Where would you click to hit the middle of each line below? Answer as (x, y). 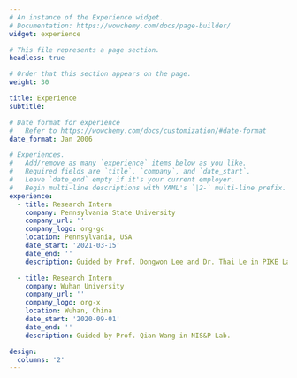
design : (23, 351)
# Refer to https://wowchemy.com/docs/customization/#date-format (138, 131)
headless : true (37, 58)
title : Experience (43, 98)
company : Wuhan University (75, 286)
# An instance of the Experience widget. (87, 17)
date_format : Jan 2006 (51, 139)
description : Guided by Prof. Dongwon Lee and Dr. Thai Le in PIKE (152, 262)
